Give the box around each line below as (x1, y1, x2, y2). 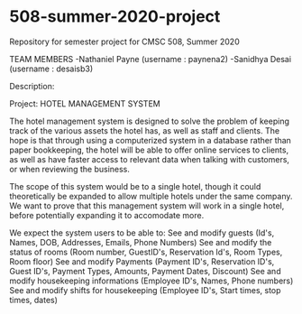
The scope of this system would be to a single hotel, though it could (9, 180, 261, 191)
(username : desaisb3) (9, 63, 93, 74)
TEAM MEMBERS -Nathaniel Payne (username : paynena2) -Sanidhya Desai (9, 53, 291, 64)
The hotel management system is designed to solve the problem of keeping (9, 115, 290, 126)
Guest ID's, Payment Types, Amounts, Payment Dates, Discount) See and (9, 265, 281, 276)
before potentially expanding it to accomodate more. (9, 209, 205, 220)
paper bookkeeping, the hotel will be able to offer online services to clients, (9, 144, 289, 155)
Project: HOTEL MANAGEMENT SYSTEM (9, 97, 160, 109)
